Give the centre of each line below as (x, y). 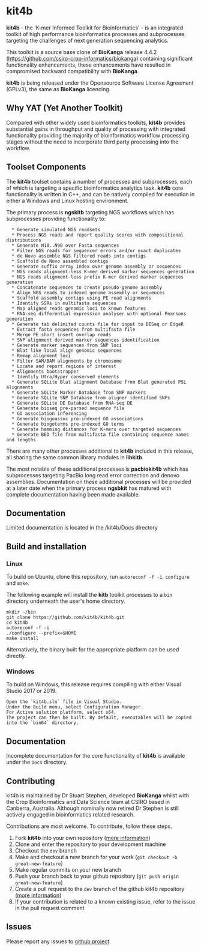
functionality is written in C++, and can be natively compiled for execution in (100, 194)
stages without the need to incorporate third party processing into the (92, 142)
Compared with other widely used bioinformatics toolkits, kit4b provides (96, 122)
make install (22, 639)
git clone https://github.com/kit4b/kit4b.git (65, 617)
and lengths (21, 439)
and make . (18, 583)
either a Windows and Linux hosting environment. (67, 201)
